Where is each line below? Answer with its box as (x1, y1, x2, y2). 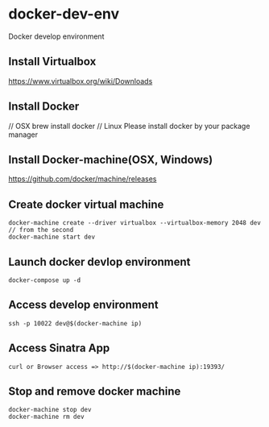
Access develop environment (8, 298, 159, 312)
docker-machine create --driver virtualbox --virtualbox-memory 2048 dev (8, 219, 262, 227)
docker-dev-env (8, 5, 120, 23)
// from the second (8, 226, 74, 234)
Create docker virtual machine (8, 197, 164, 211)
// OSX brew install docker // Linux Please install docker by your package (8, 121, 250, 131)
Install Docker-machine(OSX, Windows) (8, 152, 213, 166)
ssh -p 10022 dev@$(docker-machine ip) (8, 319, 143, 327)
